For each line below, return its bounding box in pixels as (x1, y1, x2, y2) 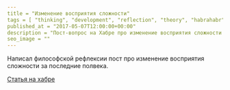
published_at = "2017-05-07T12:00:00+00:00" (7, 23, 136, 30)
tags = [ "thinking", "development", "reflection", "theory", (7, 16, 188, 23)
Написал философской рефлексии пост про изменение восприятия (7, 54, 205, 63)
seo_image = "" (7, 36, 51, 43)
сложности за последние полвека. (7, 62, 109, 70)
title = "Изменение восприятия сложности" (7, 10, 130, 17)
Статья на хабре (7, 75, 55, 83)
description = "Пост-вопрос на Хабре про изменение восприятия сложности (7, 29, 222, 36)
